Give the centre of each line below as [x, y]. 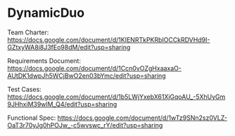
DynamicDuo [46, 13]
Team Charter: [28, 32]
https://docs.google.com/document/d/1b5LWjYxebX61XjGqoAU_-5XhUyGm [116, 97]
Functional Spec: [32, 118]
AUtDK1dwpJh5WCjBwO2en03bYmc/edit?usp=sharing [87, 76]
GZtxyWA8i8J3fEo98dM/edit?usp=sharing [69, 47]
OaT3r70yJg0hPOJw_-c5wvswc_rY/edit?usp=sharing [85, 125]
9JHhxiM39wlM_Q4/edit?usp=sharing [62, 104]
